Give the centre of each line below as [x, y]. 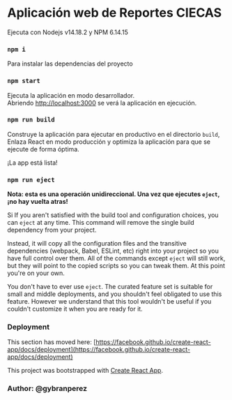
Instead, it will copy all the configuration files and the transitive [97, 244]
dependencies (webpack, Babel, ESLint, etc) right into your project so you [113, 251]
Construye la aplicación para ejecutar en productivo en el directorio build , [114, 134]
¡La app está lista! [32, 163]
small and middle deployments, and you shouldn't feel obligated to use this [115, 294]
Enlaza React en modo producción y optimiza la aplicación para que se [109, 142]
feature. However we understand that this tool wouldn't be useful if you [109, 302]
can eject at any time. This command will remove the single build [101, 223]
